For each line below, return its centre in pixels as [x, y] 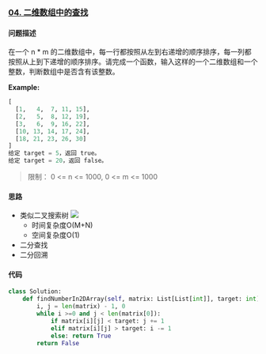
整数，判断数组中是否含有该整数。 [64, 72]
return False [58, 343]
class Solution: [35, 292]
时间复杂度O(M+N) [62, 225]
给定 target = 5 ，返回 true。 [54, 153]
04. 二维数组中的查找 [48, 12]
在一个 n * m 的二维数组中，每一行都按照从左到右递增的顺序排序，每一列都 [130, 52]
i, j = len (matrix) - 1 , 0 [81, 307]
